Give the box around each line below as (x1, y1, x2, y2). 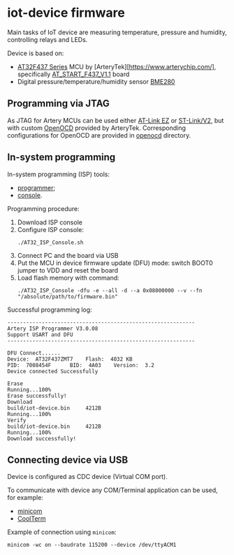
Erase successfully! (7, 392, 68, 399)
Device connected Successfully (7, 368, 98, 375)
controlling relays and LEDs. (7, 35, 88, 43)
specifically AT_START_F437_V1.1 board (17, 70, 130, 78)
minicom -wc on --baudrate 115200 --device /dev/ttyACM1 (7, 542, 177, 549)
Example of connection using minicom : (7, 528, 117, 536)
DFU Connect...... (7, 349, 61, 356)
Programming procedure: (7, 204, 80, 212)
